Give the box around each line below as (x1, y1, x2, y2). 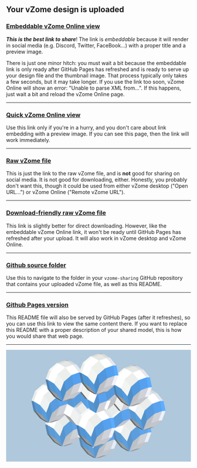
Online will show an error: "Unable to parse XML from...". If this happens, (6, 84, 182, 91)
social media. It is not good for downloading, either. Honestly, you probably (6, 176, 188, 184)
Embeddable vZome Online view (6, 22, 100, 30)
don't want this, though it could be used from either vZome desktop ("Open (6, 182, 189, 189)
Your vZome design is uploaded (6, 5, 124, 15)
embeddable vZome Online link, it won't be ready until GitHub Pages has (6, 228, 182, 235)
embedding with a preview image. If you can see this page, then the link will (6, 130, 189, 137)
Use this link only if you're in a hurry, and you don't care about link (6, 124, 167, 131)
